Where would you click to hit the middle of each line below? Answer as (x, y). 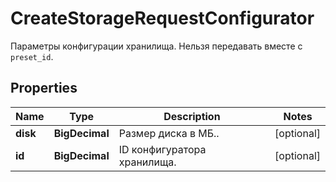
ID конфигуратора (162, 149)
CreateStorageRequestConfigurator (162, 18)
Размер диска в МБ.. (169, 133)
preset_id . (32, 56)
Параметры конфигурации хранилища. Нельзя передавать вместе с (156, 46)
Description (192, 116)
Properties (44, 88)
